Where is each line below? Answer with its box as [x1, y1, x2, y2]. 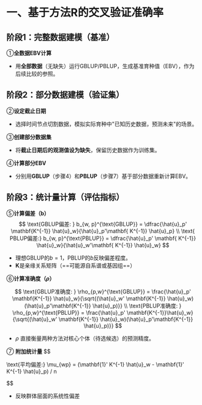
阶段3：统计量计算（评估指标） [6, 192, 124, 202]
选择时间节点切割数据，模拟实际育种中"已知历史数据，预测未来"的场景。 [15, 120, 198, 128]
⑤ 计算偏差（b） [6, 209, 50, 217]
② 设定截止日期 [6, 107, 47, 114]
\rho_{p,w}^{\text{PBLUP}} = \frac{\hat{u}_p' [12, 309, 125, 316]
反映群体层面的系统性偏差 [15, 392, 80, 399]
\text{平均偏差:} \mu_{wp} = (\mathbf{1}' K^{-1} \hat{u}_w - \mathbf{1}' [6, 360, 185, 368]
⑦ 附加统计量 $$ [6, 347, 51, 355]
